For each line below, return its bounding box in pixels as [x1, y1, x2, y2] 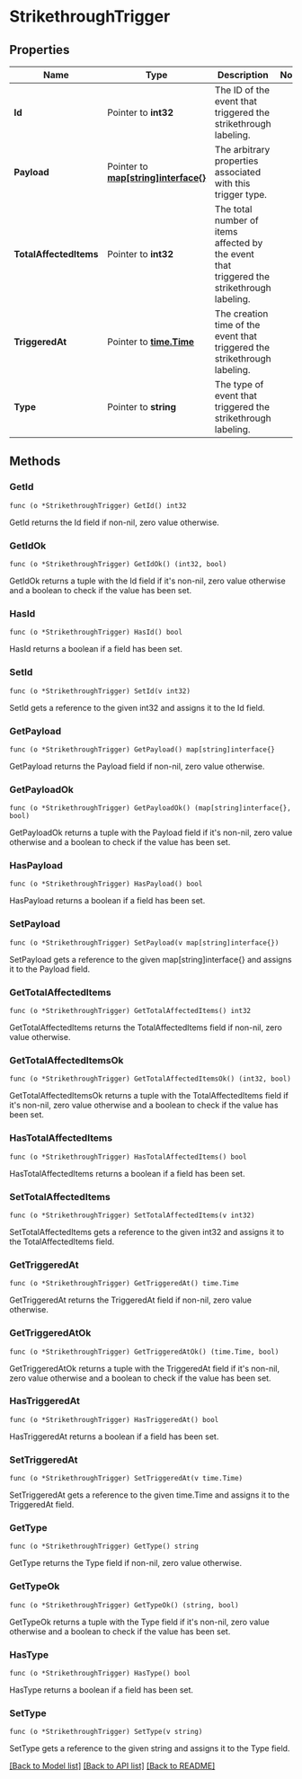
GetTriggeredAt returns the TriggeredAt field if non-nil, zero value [9, 1294, 253, 1305]
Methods [9, 454, 61, 469]
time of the [214, 319, 261, 331]
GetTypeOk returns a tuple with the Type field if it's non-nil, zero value [9, 1616, 270, 1627]
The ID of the [214, 84, 270, 96]
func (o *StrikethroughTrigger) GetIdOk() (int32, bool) [9, 559, 227, 568]
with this [214, 177, 251, 190]
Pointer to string [107, 401, 177, 413]
